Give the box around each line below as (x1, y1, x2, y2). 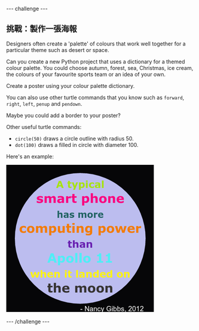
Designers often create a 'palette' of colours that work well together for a (6, 40, 186, 47)
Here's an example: (6, 152, 54, 160)
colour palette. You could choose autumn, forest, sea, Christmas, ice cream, (6, 64, 194, 71)
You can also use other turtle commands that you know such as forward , (6, 94, 185, 101)
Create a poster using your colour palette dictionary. (6, 82, 135, 89)
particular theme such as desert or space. (6, 46, 109, 53)
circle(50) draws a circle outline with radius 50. (14, 134, 134, 142)
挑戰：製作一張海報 (6, 24, 77, 34)
